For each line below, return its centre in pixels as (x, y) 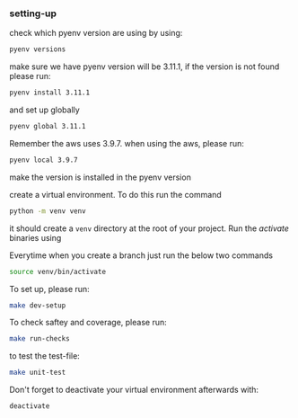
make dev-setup (38, 305)
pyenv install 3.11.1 (50, 93)
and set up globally (45, 110)
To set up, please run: (49, 289)
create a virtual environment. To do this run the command (115, 194)
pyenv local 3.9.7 (44, 160)
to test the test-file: (45, 356)
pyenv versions (38, 49)
